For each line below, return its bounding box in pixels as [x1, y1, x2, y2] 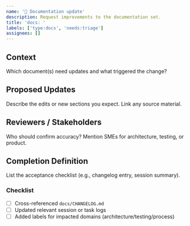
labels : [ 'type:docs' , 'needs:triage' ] [6, 25, 104, 31]
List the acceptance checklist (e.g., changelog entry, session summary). [6, 171, 181, 179]
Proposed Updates [6, 85, 76, 95]
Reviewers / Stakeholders [6, 117, 102, 127]
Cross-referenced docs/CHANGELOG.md [14, 200, 104, 207]
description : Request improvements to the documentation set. [6, 14, 161, 20]
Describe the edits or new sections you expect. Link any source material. [6, 100, 182, 107]
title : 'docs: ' [6, 19, 46, 25]
